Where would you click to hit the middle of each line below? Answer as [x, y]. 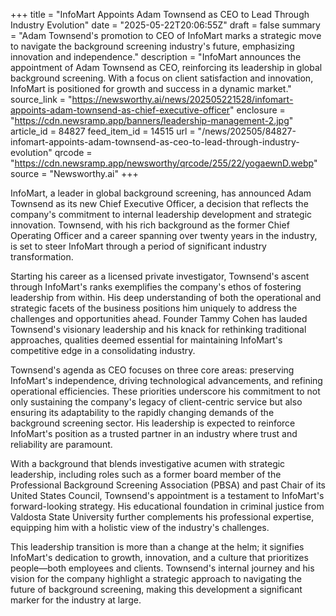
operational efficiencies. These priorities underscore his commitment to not [165, 391]
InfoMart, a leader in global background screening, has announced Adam [161, 193]
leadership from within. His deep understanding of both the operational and [166, 297]
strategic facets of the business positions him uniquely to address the [154, 308]
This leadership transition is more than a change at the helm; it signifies [157, 547]
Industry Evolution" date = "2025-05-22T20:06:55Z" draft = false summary [165, 25]
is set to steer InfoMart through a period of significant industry [138, 246]
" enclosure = [257, 110]
